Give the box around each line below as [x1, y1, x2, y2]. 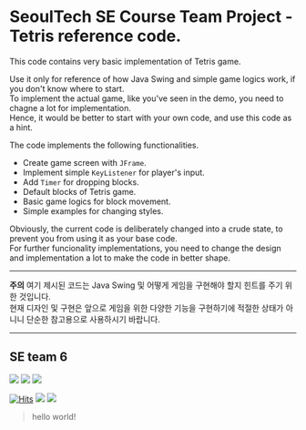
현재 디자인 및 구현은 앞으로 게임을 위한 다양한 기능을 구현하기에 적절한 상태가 [9, 302, 284, 313]
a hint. [9, 121, 34, 133]
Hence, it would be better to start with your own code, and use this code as [9, 112, 292, 123]
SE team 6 [9, 349, 68, 365]
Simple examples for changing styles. [22, 205, 164, 216]
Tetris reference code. [9, 26, 182, 46]
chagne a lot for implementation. [9, 102, 132, 113]
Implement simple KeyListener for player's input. [22, 167, 205, 178]
